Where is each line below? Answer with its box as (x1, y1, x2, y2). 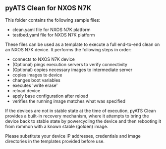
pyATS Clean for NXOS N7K (5, 4, 92, 12)
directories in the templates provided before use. (5, 138, 105, 144)
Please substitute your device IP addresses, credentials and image (5, 133, 141, 139)
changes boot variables (12, 77, 60, 83)
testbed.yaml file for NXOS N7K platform (12, 32, 95, 37)
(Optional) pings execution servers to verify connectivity (12, 61, 128, 67)
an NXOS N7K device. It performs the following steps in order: (5, 46, 132, 52)
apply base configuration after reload (12, 93, 88, 99)
